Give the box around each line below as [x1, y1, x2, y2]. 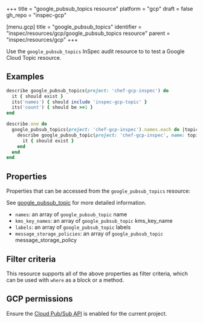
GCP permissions [6, 294, 74, 304]
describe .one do [6, 121, 47, 127]
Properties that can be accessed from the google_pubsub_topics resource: [6, 187, 191, 195]
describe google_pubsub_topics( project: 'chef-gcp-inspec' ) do [6, 88, 169, 94]
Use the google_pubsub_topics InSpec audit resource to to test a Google [6, 48, 185, 55]
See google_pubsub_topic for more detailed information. [6, 199, 147, 206]
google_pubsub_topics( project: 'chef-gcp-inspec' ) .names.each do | [11, 127, 185, 133]
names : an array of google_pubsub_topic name [14, 211, 127, 218]
